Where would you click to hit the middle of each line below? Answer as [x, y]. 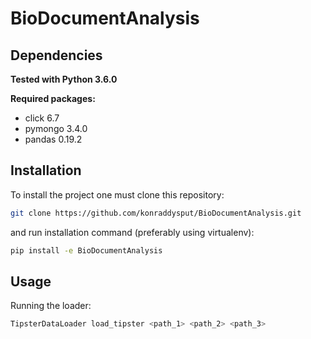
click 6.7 [42, 118]
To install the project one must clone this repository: [117, 194]
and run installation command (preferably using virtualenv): [132, 232]
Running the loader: [51, 306]
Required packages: [53, 98]
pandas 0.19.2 [53, 139]
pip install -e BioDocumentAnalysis [86, 250]
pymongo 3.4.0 [56, 128]
